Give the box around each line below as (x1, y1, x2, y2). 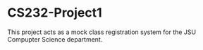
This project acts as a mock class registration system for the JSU (7, 28, 196, 36)
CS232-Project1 (7, 5, 102, 21)
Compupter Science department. (7, 35, 103, 43)
